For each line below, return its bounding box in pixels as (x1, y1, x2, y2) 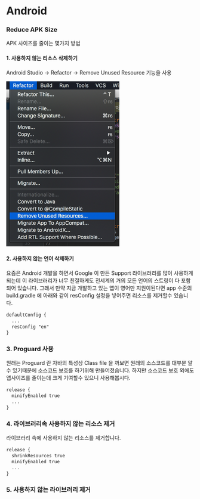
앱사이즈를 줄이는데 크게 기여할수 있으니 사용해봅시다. (6, 374, 131, 382)
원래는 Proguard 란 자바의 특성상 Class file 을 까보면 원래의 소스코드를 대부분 (6, 359, 187, 367)
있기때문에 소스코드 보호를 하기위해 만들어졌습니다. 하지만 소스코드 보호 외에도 (12, 367, 195, 374)
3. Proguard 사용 (6, 345, 54, 353)
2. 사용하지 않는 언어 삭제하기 (6, 255, 74, 262)
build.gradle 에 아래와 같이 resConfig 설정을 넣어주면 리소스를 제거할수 (6, 292, 173, 299)
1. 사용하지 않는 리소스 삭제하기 (6, 55, 78, 62)
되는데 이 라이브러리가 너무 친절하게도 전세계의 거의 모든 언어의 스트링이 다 (6, 277, 180, 284)
